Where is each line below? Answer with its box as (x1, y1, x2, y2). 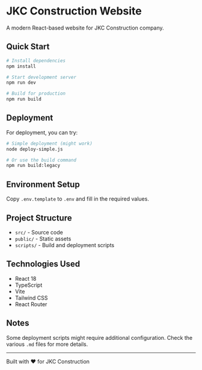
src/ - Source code (14, 228, 63, 236)
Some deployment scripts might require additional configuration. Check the (6, 334, 193, 341)
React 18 (14, 275, 37, 282)
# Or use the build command (6, 157, 77, 163)
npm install (6, 63, 36, 69)
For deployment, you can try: (6, 128, 78, 136)
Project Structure (6, 213, 72, 223)
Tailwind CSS (14, 294, 48, 301)
